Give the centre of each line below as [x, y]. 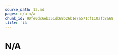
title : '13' [17, 23]
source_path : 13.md [25, 9]
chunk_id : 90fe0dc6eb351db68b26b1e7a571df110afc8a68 [59, 18]
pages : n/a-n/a [20, 14]
